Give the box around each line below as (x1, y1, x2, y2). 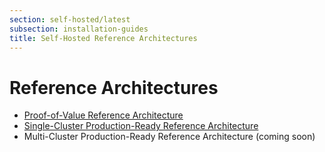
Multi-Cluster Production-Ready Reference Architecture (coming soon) (23, 131, 316, 143)
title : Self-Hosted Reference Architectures (9, 33, 198, 43)
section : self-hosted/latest (9, 14, 131, 25)
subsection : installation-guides (9, 24, 149, 34)
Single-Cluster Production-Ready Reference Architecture (23, 120, 259, 132)
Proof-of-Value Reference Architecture (23, 109, 184, 121)
